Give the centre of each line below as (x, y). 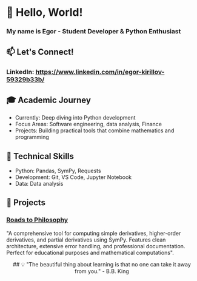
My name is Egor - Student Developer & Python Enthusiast (94, 32)
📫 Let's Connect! (40, 52)
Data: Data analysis (39, 184)
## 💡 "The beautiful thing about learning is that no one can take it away (102, 264)
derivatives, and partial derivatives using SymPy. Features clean (86, 240)
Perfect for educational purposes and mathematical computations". (90, 252)
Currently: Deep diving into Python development (75, 118)
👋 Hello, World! (45, 12)
